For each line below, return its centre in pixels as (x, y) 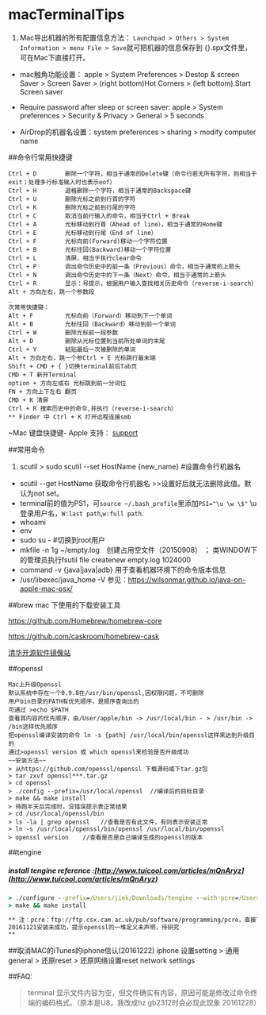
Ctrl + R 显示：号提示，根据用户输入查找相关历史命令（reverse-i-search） (133, 284)
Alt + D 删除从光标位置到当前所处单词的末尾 (87, 341)
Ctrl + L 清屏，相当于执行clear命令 (75, 258)
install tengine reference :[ (53, 870)
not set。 (49, 493)
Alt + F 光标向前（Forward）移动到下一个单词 (90, 315)
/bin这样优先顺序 (33, 727)
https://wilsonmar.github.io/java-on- (187, 579)
